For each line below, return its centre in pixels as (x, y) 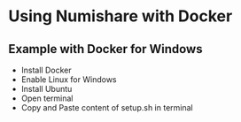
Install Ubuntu (47, 89)
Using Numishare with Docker (120, 16)
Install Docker (46, 70)
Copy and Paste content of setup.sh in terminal (107, 107)
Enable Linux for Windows (69, 80)
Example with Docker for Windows (105, 49)
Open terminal (47, 98)
